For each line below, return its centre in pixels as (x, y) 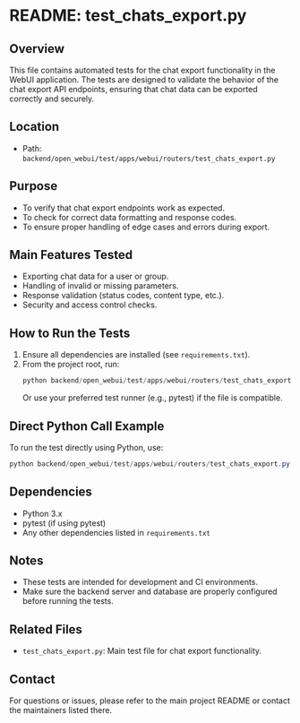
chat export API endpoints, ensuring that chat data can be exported (133, 89)
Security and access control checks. (90, 305)
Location (34, 127)
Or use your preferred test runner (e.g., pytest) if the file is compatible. (153, 398)
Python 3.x (42, 513)
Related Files (46, 629)
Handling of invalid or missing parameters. (100, 286)
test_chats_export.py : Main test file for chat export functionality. (142, 651)
